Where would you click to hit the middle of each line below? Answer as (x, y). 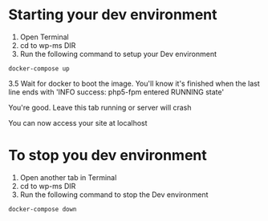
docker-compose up (39, 68)
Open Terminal (45, 37)
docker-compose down (43, 209)
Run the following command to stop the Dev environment (114, 195)
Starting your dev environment (113, 15)
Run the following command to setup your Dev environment (118, 54)
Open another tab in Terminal (68, 177)
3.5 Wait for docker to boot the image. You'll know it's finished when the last (134, 83)
